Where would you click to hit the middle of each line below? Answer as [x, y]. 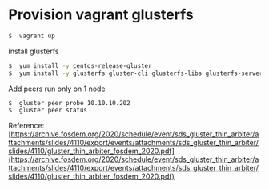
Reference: [26, 126]
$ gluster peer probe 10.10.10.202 [69, 103]
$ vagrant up [32, 36]
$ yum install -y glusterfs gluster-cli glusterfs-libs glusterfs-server [136, 73]
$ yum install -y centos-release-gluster [80, 65]
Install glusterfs [34, 51]
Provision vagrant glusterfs [101, 15]
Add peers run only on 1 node [57, 89]
